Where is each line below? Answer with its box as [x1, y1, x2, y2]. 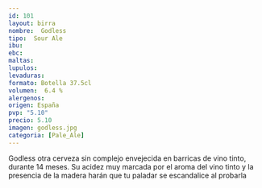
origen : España [8, 101, 60, 109]
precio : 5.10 [8, 116, 52, 125]
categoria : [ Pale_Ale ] [8, 131, 85, 139]
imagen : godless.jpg [8, 124, 78, 132]
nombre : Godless [8, 27, 67, 35]
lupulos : [8, 64, 38, 72]
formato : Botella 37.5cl [8, 79, 92, 87]
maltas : [8, 57, 35, 65]
